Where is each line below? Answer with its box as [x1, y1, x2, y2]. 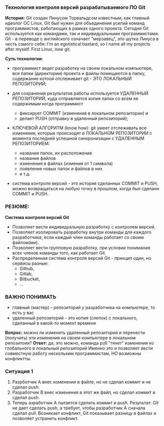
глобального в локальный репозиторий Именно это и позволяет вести [5, 345, 153, 351]
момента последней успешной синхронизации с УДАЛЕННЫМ [12, 135, 144, 141]
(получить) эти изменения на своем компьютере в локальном [5, 335, 136, 341]
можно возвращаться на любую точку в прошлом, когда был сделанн [12, 186, 160, 192]
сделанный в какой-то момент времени [12, 320, 96, 326]
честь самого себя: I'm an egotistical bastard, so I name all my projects [5, 41, 151, 47]
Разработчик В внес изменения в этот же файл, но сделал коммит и [12, 389, 156, 396]
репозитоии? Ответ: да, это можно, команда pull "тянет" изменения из [5, 340, 154, 346]
